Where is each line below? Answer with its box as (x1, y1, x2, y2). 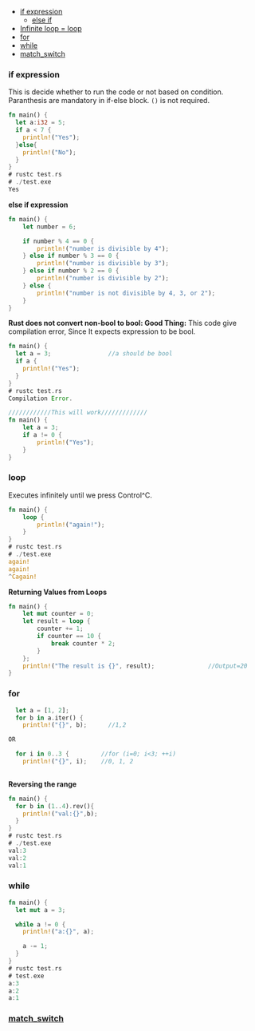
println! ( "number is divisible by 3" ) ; (37, 260, 170, 268)
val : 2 (8, 854, 26, 862)
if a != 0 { (22, 431, 62, 439)
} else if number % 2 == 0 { (22, 267, 120, 275)
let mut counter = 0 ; (22, 610, 94, 618)
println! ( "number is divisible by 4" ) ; (37, 244, 170, 252)
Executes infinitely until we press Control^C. (8, 490, 153, 500)
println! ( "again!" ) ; (37, 521, 105, 529)
